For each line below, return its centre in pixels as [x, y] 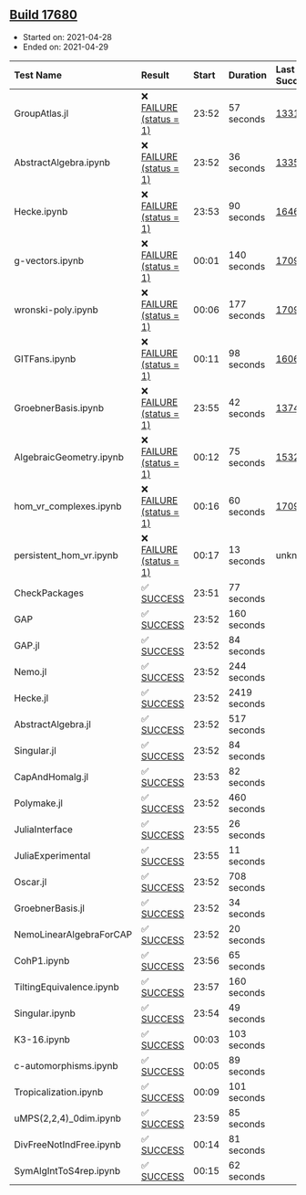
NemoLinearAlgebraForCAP [73, 934]
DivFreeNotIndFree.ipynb [67, 1144]
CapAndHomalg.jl [51, 777]
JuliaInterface [43, 829]
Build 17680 [43, 15]
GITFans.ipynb [45, 358]
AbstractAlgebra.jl [52, 724]
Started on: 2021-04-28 [67, 37]
